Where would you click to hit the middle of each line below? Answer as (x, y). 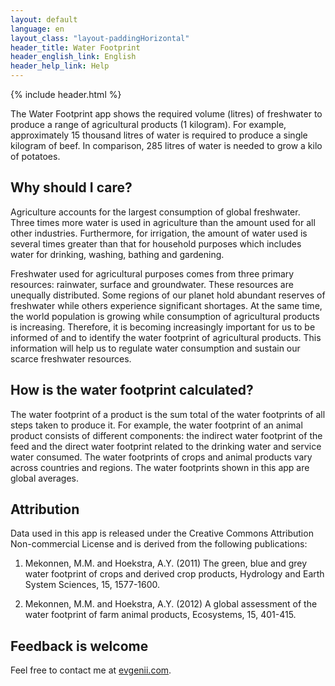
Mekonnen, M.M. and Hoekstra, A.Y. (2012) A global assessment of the (171, 604)
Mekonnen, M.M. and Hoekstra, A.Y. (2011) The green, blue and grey (166, 563)
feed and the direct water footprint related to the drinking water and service (166, 446)
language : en (37, 29)
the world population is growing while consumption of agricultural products (165, 316)
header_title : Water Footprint (75, 47)
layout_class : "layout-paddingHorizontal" (100, 38)
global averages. (44, 478)
